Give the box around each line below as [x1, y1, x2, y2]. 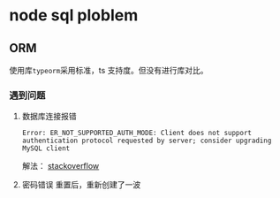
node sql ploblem [9, 5, 139, 26]
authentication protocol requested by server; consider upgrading [21, 136, 272, 146]
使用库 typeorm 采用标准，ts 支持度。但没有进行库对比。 [9, 65, 208, 75]
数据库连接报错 [21, 111, 77, 122]
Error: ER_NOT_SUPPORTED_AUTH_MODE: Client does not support [21, 129, 253, 138]
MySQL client [21, 144, 71, 153]
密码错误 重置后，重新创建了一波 [21, 179, 141, 190]
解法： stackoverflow [21, 161, 100, 171]
